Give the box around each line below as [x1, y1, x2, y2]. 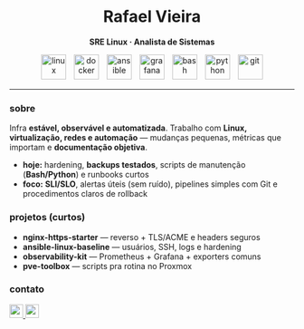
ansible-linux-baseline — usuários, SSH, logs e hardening [22, 241, 242, 252]
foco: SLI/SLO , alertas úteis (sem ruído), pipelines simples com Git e [22, 179, 278, 189]
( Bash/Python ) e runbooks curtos [22, 169, 149, 180]
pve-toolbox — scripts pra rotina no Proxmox [22, 260, 193, 271]
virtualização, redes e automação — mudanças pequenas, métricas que [9, 132, 282, 143]
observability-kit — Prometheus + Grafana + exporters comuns [22, 251, 261, 262]
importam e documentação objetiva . [9, 142, 147, 153]
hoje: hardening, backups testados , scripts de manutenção [22, 160, 246, 170]
